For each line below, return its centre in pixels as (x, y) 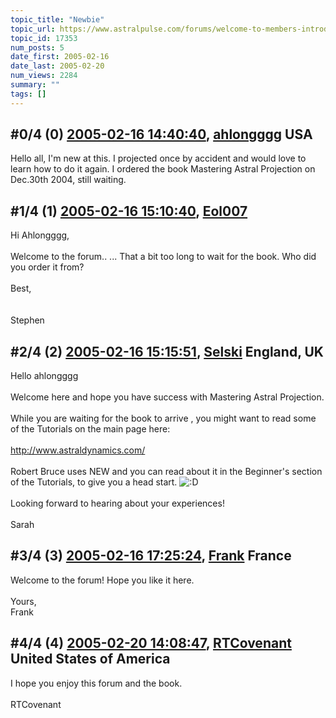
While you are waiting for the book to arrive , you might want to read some (163, 418)
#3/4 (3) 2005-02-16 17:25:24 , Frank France (151, 556)
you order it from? (47, 267)
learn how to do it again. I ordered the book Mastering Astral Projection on (163, 169)
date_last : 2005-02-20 (57, 66)
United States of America (90, 659)
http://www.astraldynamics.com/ (78, 450)
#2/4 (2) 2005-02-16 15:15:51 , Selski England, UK (167, 351)
